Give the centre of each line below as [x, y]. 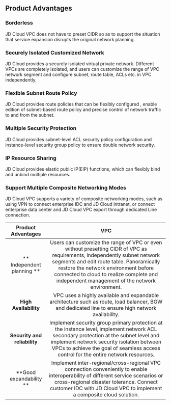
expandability [26, 379]
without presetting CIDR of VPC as [106, 249]
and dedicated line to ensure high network [106, 308]
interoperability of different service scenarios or [106, 375]
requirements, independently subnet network [106, 255]
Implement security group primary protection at [106, 323]
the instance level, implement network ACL [106, 329]
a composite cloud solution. [106, 395]
